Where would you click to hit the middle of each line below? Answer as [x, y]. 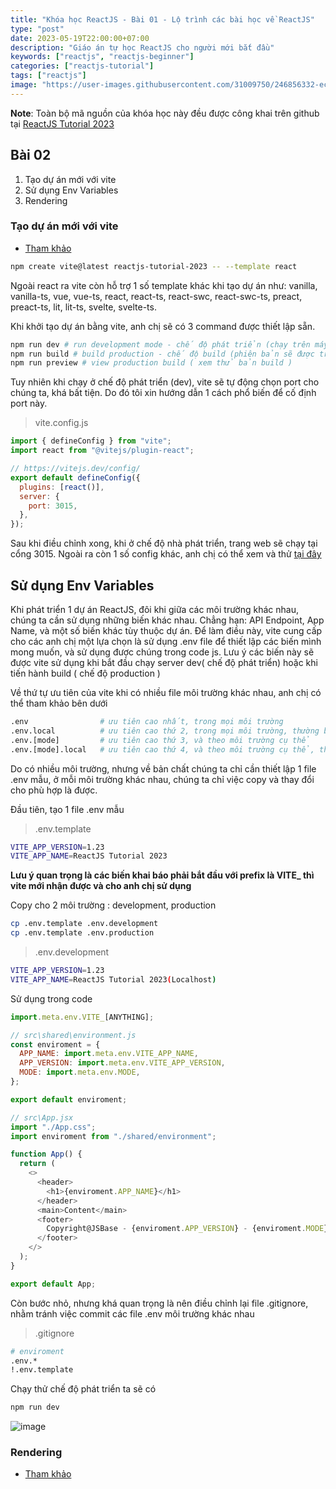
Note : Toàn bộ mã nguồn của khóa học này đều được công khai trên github [165, 113]
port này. [29, 403]
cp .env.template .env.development [84, 924]
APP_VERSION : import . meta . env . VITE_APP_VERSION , [122, 1063]
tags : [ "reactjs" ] [48, 76]
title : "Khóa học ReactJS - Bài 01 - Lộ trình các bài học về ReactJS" [162, 19]
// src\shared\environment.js [73, 1035]
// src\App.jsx [42, 1117]
